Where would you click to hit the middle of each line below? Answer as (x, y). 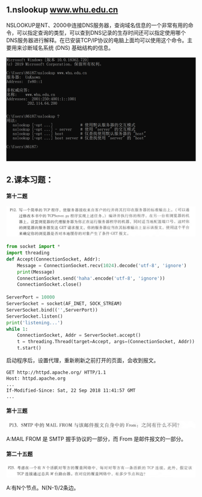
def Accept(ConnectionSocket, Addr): (54, 259)
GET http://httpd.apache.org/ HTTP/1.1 (56, 372)
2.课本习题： (30, 180)
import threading (28, 253)
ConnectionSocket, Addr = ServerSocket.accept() (79, 335)
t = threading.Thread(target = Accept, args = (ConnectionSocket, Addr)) (106, 342)
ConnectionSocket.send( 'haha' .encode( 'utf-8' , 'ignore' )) (91, 278)
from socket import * (33, 247)
